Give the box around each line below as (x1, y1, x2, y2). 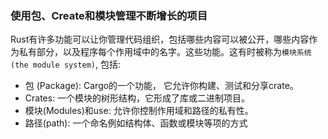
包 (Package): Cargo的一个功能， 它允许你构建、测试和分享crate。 (24, 80, 299, 92)
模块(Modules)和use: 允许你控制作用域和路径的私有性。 (24, 105, 254, 117)
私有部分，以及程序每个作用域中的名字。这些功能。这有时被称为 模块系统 (18, 46, 312, 58)
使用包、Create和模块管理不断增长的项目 (10, 8, 208, 22)
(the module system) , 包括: (10, 58, 122, 71)
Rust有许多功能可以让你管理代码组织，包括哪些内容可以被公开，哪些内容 (10, 33, 310, 46)
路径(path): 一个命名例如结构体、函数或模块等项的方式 (24, 117, 248, 129)
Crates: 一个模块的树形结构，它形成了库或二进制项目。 (24, 92, 251, 104)
